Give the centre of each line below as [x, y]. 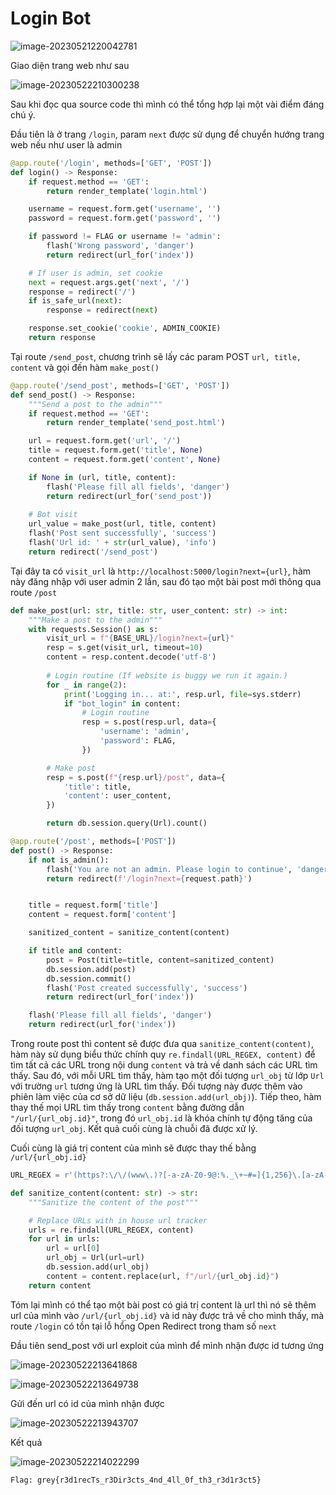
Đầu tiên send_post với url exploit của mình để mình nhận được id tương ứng [167, 1345]
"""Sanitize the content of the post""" [113, 1202]
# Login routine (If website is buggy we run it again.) [167, 675]
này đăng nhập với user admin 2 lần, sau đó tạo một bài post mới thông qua [166, 581]
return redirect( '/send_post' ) [93, 552]
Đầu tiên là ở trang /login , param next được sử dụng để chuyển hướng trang [167, 134]
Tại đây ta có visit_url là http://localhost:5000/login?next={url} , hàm [161, 571]
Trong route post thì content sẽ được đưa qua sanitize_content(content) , [162, 1044]
